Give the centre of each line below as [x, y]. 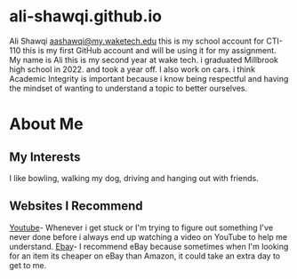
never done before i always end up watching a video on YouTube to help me [148, 236]
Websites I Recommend [76, 206]
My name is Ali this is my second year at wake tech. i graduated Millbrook [144, 60]
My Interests [45, 157]
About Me [46, 124]
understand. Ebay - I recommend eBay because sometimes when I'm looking [149, 246]
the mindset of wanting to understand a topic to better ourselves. [128, 88]
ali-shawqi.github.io [86, 16]
